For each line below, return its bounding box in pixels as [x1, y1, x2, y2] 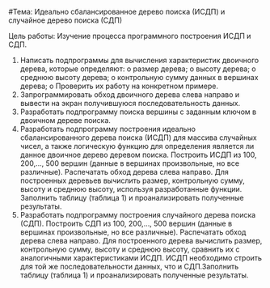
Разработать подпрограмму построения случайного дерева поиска [19, 210, 256, 219]
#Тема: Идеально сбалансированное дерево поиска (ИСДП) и [8, 7, 226, 16]
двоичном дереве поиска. [19, 116, 112, 125]
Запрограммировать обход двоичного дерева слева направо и [19, 90, 240, 100]
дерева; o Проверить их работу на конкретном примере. [19, 81, 218, 91]
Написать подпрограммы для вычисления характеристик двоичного [19, 56, 259, 65]
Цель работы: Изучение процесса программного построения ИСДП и [8, 32, 251, 40]
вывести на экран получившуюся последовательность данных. [19, 99, 241, 108]
